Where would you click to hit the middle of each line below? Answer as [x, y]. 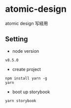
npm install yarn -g [26, 78]
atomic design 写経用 [27, 23]
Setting [17, 39]
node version [26, 51]
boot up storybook [31, 92]
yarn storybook [21, 101]
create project [26, 69]
